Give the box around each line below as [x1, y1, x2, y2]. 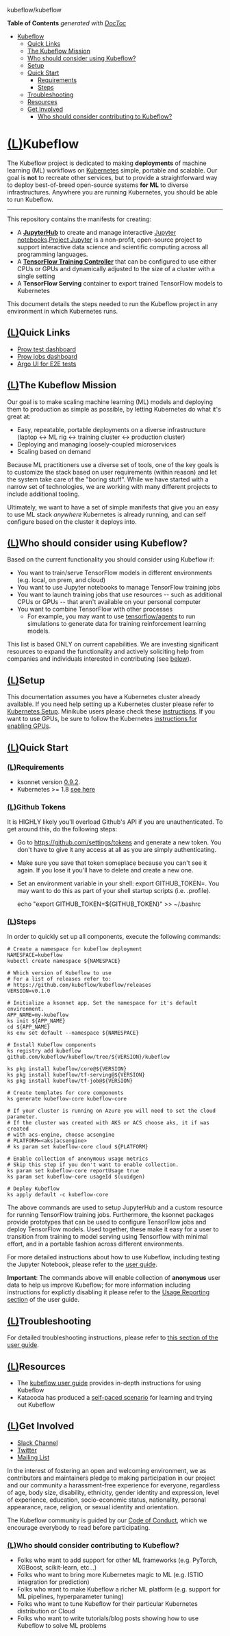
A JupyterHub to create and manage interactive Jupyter [16, 228, 177, 236]
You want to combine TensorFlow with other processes [16, 605, 173, 614]
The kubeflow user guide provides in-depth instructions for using [16, 1379, 201, 1387]
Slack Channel [16, 1438, 58, 1447]
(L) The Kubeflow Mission [7, 379, 117, 391]
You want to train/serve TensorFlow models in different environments [16, 568, 212, 577]
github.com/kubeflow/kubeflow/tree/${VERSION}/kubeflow [7, 1054, 170, 1061]
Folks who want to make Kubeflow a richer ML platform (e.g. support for [16, 1585, 220, 1594]
